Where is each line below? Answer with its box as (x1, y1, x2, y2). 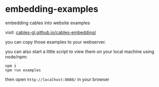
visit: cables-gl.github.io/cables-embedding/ (5, 29, 96, 35)
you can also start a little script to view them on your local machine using (5, 48, 155, 54)
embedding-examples (5, 3, 98, 15)
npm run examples (5, 68, 41, 73)
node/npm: (5, 53, 28, 60)
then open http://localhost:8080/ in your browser (5, 76, 110, 82)
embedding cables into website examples (5, 20, 90, 26)
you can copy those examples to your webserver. (5, 39, 106, 45)
